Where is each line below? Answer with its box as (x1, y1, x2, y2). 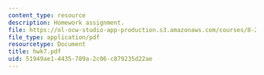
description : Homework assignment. (8, 19, 125, 27)
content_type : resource (8, 11, 86, 20)
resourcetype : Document (8, 41, 86, 48)
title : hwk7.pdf (8, 48, 61, 55)
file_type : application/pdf (8, 33, 101, 41)
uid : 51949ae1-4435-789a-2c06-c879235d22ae (8, 55, 153, 63)
